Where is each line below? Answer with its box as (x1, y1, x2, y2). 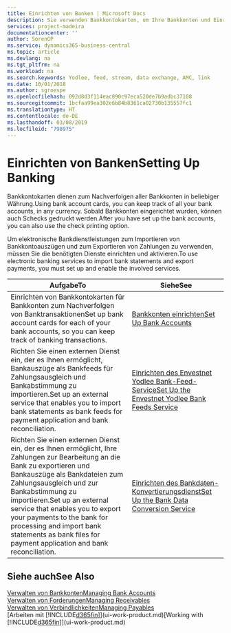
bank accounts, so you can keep (10, 326, 115, 336)
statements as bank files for (10, 530, 100, 539)
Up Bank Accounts (131, 318, 192, 328)
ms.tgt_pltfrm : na (7, 61, 60, 68)
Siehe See (160, 280, 192, 290)
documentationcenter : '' (7, 29, 78, 37)
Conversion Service (131, 504, 196, 514)
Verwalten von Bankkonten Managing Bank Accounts (7, 589, 156, 597)
